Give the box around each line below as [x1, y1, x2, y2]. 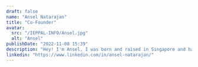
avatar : [6, 24, 25, 31]
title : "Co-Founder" [6, 19, 57, 25]
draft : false [6, 8, 38, 15]
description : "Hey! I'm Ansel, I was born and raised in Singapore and [6, 47, 186, 52]
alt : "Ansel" [11, 36, 44, 41]
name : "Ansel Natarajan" [6, 14, 67, 20]
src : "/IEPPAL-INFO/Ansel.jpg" [11, 30, 88, 36]
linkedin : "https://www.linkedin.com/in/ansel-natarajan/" [6, 52, 154, 58]
